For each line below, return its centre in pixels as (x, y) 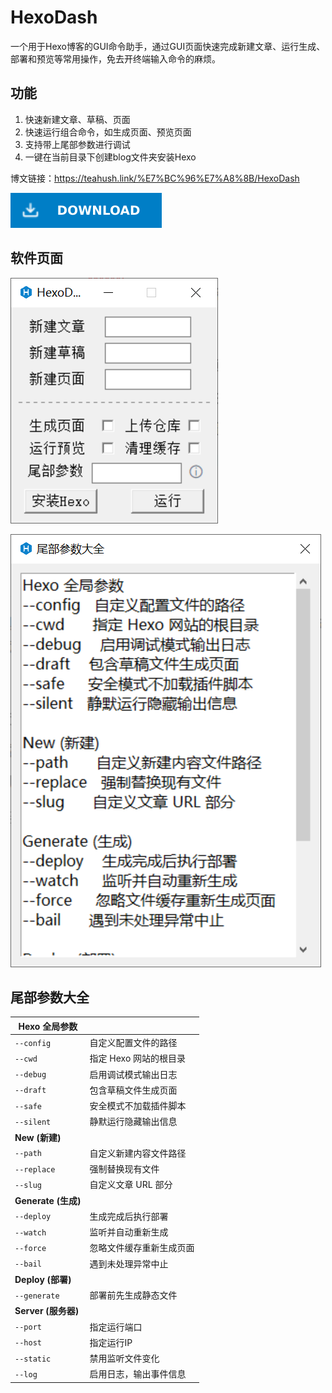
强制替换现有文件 (124, 1169)
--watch (30, 1232)
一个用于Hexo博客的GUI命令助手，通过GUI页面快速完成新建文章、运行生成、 (168, 46)
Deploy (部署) (43, 1279)
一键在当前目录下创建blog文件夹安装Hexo (110, 157)
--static (33, 1359)
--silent (33, 1122)
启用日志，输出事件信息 (138, 1374)
